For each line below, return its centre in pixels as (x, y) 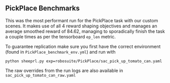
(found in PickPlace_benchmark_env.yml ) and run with (60, 52)
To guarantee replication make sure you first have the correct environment (83, 46)
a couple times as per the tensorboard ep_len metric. (60, 36)
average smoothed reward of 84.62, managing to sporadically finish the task (85, 31)
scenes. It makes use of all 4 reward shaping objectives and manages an (81, 26)
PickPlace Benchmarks (43, 8)
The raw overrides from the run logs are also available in (64, 70)
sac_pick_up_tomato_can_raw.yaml (41, 75)
